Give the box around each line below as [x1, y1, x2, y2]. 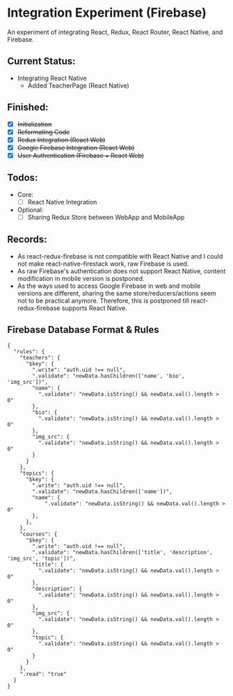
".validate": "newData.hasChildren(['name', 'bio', [32, 373, 186, 380]
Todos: [7, 172, 38, 184]
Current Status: [7, 56, 76, 67]
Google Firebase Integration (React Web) [17, 143, 135, 152]
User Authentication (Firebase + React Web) [17, 151, 145, 159]
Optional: [17, 205, 44, 213]
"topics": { [19, 470, 54, 477]
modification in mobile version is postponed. [17, 274, 145, 282]
